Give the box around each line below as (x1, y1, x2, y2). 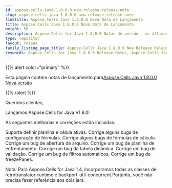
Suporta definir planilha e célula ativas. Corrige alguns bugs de (5, 129, 138, 135)
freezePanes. (5, 156, 33, 162)
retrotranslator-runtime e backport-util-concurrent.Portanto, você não (5, 172, 153, 178)
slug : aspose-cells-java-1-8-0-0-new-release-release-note (5, 12, 134, 17)
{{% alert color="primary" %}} (5, 64, 70, 70)
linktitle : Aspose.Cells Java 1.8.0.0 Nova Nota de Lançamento (5, 17, 143, 22)
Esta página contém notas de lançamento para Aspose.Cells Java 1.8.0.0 (5, 74, 157, 80)
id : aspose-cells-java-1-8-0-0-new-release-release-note (5, 7, 130, 13)
